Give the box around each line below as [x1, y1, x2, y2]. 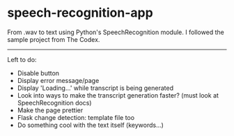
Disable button [17, 68, 60, 77]
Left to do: [7, 55, 37, 63]
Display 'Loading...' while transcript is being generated [17, 84, 174, 92]
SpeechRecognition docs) [17, 98, 92, 107]
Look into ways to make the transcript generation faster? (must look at [17, 91, 219, 99]
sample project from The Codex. [7, 35, 100, 43]
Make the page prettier [17, 106, 84, 114]
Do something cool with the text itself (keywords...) [17, 121, 164, 129]
